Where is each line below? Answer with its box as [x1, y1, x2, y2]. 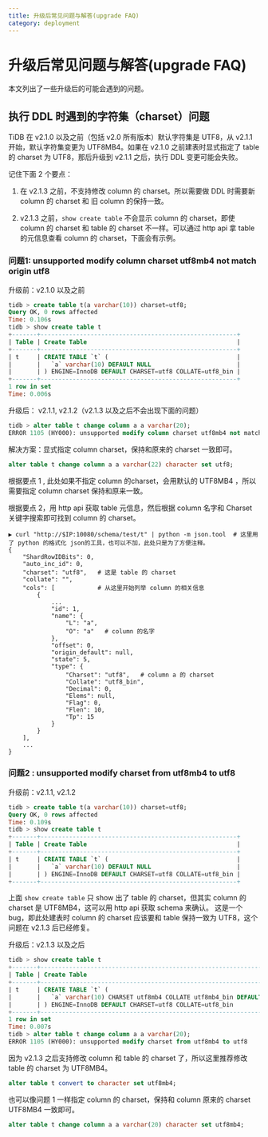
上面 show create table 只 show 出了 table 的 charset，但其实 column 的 [8, 893, 247, 903]
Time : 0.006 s [8, 390, 52, 398]
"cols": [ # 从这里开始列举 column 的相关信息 [22, 584, 205, 592]
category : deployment [8, 19, 81, 27]
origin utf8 [8, 265, 50, 277]
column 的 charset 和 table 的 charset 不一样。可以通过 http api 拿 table [19, 223, 255, 233]
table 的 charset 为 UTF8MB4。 [8, 1063, 112, 1072]
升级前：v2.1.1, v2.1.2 [8, 787, 76, 796]
